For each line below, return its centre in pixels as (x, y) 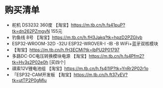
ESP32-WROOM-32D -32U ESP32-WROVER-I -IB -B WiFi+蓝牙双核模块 (85, 43)
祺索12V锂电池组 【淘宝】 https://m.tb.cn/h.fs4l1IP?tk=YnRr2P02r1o (80, 68)
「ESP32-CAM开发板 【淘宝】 (43, 75)
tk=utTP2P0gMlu (29, 80)
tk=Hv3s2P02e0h (30, 62)
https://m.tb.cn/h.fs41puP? (98, 25)
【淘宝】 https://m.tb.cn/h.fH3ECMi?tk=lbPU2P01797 (66, 50)
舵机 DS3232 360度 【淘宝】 (41, 25)
